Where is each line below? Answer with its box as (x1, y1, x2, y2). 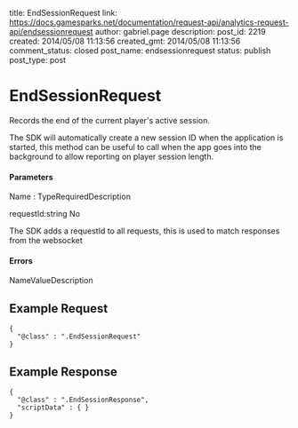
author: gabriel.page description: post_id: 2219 (94, 27, 266, 36)
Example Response (9, 364, 117, 379)
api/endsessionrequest (9, 27, 93, 36)
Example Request (9, 301, 109, 316)
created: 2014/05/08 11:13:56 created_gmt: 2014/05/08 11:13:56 (9, 36, 241, 46)
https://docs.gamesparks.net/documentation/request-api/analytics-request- (9, 17, 289, 28)
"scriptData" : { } (17, 403, 90, 412)
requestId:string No (9, 209, 81, 219)
